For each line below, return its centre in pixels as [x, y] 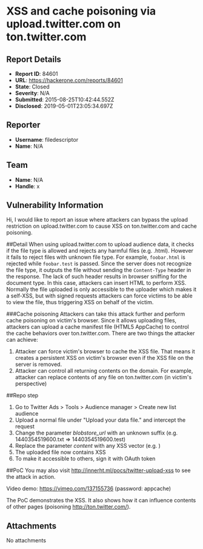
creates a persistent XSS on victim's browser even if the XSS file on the [104, 358]
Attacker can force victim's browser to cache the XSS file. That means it [105, 351]
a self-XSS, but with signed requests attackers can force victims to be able [99, 296]
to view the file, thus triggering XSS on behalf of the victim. [80, 302]
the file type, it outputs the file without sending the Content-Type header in [99, 270]
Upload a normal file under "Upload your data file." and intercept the [100, 420]
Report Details [34, 59]
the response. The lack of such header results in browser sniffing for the [97, 276]
